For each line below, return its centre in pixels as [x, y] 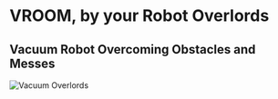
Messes [32, 63]
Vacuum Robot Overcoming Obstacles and [133, 49]
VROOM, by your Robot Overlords [139, 16]
